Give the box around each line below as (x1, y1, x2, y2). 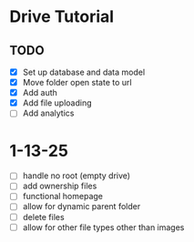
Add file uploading (22, 97, 93, 108)
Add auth (22, 87, 57, 98)
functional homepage (22, 191, 103, 202)
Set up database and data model (22, 66, 146, 77)
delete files (22, 211, 66, 222)
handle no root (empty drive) (22, 170, 130, 181)
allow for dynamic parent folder (22, 201, 141, 212)
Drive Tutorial (9, 6, 115, 27)
